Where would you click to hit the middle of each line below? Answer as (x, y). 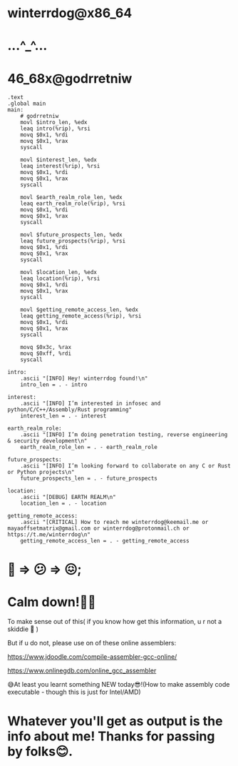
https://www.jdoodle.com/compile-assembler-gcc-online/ (92, 657)
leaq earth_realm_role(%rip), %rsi (73, 204)
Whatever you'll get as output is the (115, 721)
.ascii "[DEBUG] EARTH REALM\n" (68, 498)
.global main (27, 104)
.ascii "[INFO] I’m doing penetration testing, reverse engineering (124, 435)
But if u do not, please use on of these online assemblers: (92, 643)
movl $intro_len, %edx (54, 123)
